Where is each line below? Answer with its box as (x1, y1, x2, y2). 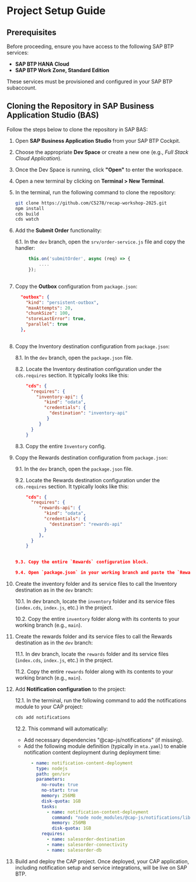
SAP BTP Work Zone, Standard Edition (15, 67, 110, 74)
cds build (15, 211, 40, 217)
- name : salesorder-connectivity (46, 842, 128, 847)
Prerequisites (6, 28, 57, 37)
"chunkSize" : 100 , (26, 310, 71, 317)
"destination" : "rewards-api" (49, 521, 123, 527)
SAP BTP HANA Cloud (15, 60, 69, 67)
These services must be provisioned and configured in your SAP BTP (6, 78, 173, 85)
